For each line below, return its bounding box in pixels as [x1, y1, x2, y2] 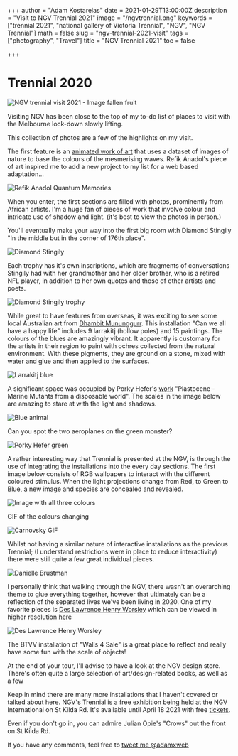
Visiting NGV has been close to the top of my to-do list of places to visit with [7, 112, 231, 120]
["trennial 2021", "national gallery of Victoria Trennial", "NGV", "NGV [7, 21, 206, 29]
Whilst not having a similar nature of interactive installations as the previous [7, 539, 229, 548]
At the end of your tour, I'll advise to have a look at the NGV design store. [7, 661, 221, 670]
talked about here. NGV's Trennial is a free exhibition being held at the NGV [7, 698, 228, 706]
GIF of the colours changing [7, 512, 90, 521]
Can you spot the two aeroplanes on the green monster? [7, 426, 173, 436]
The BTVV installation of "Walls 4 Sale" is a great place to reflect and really [7, 639, 227, 649]
